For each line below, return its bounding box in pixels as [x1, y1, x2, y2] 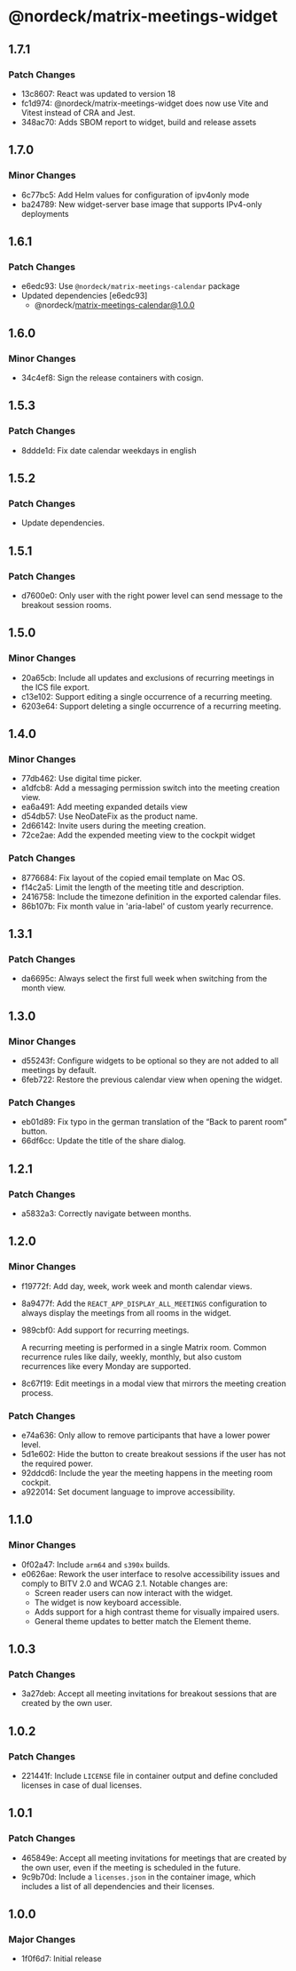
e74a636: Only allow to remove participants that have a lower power [20, 1430, 271, 1441]
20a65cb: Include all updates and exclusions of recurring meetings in [20, 672, 275, 683]
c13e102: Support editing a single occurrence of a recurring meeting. [20, 691, 273, 701]
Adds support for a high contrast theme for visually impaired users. [34, 1606, 280, 1617]
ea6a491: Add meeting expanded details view [20, 802, 188, 813]
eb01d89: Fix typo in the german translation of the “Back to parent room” [20, 1117, 287, 1127]
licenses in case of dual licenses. [20, 1780, 143, 1791]
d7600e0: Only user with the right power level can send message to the [20, 590, 284, 601]
